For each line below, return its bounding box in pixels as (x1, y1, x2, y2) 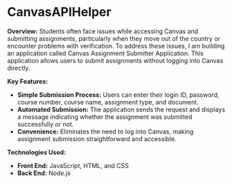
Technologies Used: (7, 148, 66, 156)
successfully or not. (17, 120, 74, 128)
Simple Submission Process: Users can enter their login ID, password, (17, 91, 220, 99)
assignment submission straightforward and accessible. (17, 134, 177, 142)
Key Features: (7, 77, 48, 85)
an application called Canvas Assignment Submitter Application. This (7, 49, 204, 57)
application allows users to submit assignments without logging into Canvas (7, 56, 224, 64)
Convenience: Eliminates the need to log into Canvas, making (17, 127, 194, 136)
